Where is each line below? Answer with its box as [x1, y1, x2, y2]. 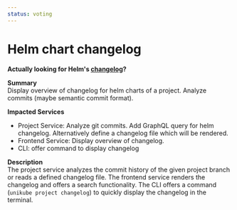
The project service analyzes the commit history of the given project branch [7, 165, 230, 174]
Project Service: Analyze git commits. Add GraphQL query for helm [17, 121, 215, 130]
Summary [7, 78, 37, 87]
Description [7, 157, 43, 166]
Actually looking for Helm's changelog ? [7, 65, 127, 73]
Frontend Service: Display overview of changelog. [17, 136, 165, 145]
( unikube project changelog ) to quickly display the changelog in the [7, 188, 206, 196]
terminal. [7, 195, 33, 204]
